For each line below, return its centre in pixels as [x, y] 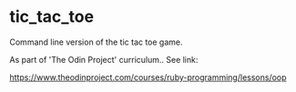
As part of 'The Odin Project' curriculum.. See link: [104, 59]
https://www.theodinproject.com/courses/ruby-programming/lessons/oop [148, 77]
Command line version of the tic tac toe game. [97, 42]
